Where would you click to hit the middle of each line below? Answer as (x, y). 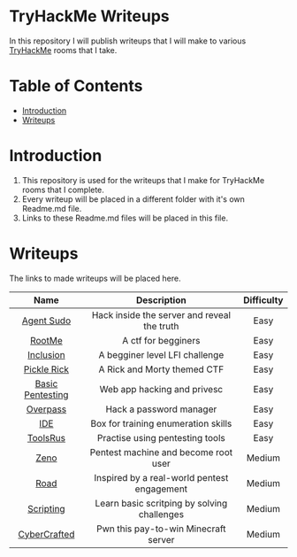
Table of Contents (76, 86)
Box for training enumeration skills (161, 423)
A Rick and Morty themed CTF (161, 369)
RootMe (46, 340)
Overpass (46, 409)
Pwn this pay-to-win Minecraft (161, 529)
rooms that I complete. (63, 190)
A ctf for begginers (161, 340)
